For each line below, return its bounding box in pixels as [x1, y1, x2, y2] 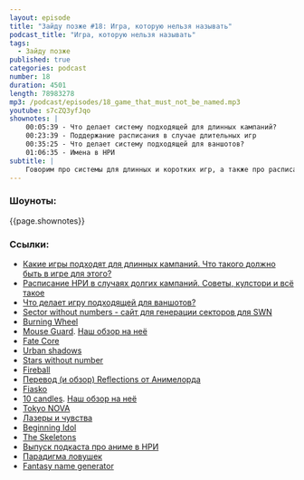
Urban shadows [22, 345, 82, 356]
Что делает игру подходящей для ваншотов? [22, 296, 196, 308]
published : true [9, 55, 71, 64]
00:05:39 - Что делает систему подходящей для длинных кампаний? [25, 123, 278, 132]
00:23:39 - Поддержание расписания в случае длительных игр [25, 131, 257, 140]
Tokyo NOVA [22, 402, 71, 413]
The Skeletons [22, 431, 77, 442]
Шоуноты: [9, 195, 57, 207]
